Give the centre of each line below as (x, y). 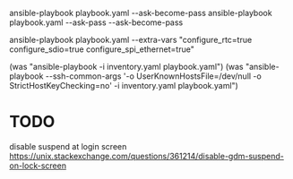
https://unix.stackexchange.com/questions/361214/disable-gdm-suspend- (147, 156)
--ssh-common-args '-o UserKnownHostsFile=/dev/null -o (153, 76)
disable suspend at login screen (68, 146)
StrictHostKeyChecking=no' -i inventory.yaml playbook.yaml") (124, 85)
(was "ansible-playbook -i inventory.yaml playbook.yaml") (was (126, 67)
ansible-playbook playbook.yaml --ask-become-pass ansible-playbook (141, 13)
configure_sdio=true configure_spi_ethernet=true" (102, 49)
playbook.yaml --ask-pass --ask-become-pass (96, 22)
